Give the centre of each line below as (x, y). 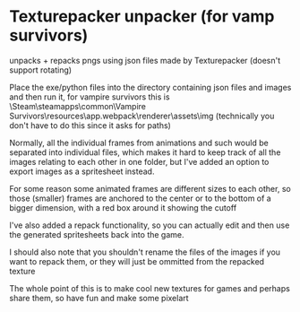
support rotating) (41, 70)
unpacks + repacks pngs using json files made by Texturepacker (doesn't (145, 60)
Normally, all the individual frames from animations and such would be (139, 143)
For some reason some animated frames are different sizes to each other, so (150, 188)
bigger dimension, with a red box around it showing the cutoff (123, 207)
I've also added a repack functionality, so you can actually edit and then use (150, 225)
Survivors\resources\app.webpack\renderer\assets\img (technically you (142, 116)
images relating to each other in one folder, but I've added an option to (139, 161)
